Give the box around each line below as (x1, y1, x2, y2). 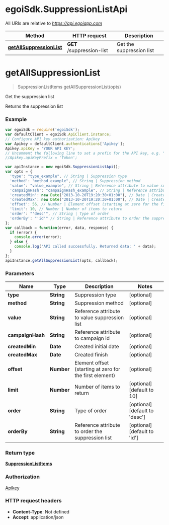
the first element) (74, 371, 116, 379)
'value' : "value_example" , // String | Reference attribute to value (10, 183, 158, 188)
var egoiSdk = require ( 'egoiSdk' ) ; (5, 127, 80, 132)
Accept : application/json (12, 514, 64, 520)
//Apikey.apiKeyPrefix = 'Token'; (5, 155, 78, 161)
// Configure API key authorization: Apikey (5, 136, 100, 141)
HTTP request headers (5, 497, 62, 504)
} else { (10, 239, 28, 245)
